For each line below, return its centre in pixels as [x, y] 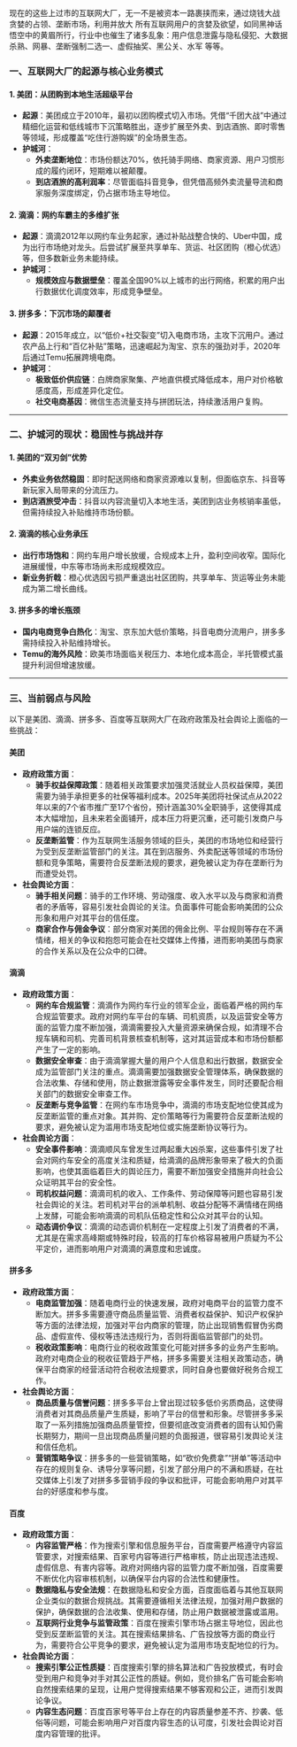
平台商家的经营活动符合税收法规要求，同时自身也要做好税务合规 [159, 1369]
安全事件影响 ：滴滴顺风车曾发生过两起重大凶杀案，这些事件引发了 [155, 1148]
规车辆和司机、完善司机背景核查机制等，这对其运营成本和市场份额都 [159, 1038]
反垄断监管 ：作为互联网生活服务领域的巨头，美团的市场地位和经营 [155, 840]
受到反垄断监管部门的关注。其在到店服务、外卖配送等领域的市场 [159, 851]
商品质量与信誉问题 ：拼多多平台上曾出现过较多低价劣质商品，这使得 [159, 1403]
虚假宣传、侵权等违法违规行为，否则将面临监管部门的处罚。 [159, 1336]
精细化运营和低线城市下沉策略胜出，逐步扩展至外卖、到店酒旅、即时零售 [153, 127]
